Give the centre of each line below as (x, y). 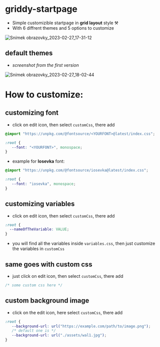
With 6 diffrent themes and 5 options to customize (63, 28)
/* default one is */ (34, 331)
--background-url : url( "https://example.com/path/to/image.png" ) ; (81, 326)
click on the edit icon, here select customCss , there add (67, 312)
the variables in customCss (38, 249)
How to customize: (44, 94)
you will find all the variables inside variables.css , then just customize (84, 244)
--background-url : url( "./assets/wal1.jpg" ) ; (59, 335)
